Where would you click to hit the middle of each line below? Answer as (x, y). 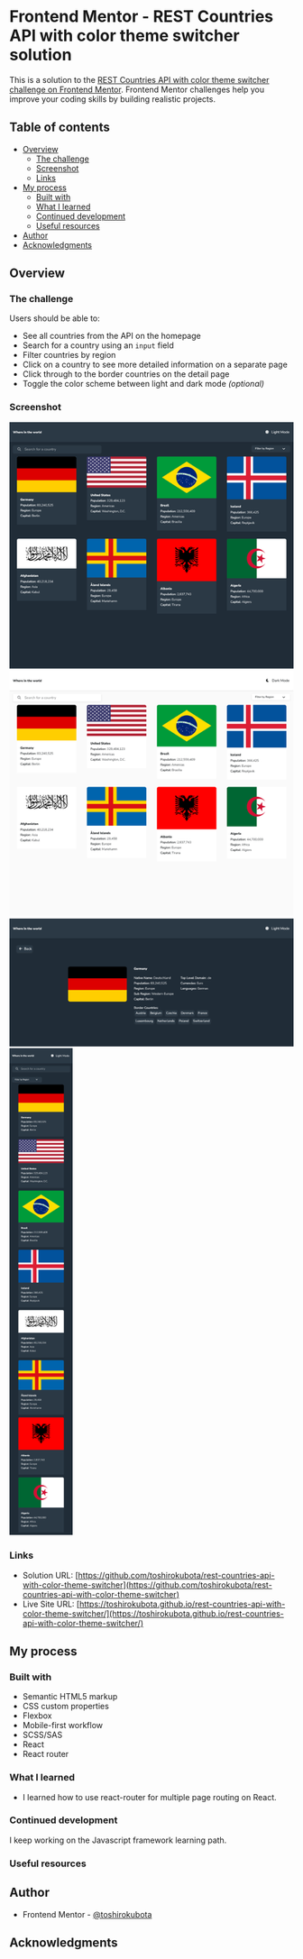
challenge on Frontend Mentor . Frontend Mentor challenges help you (137, 89)
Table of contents (60, 128)
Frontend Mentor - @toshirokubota (87, 1914)
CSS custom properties (66, 1707)
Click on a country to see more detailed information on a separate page (155, 365)
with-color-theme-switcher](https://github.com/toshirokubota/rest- (147, 1585)
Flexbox (37, 1716)
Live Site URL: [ (51, 1604)
